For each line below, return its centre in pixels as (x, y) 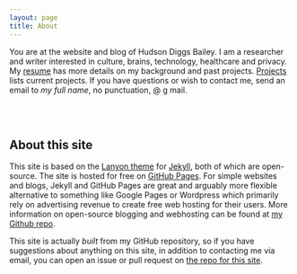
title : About (34, 26)
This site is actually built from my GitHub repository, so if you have (132, 241)
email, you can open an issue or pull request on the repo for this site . (136, 261)
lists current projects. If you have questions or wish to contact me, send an (147, 80)
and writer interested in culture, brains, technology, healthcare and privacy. (148, 61)
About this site (51, 145)
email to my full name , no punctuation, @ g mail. (99, 90)
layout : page (34, 18)
